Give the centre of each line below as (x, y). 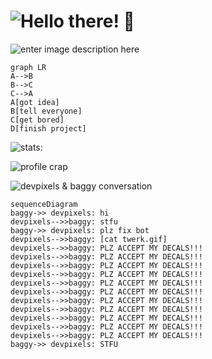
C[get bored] (37, 120)
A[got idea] (35, 102)
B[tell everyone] (46, 111)
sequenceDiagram (44, 204)
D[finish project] (48, 128)
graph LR (28, 67)
